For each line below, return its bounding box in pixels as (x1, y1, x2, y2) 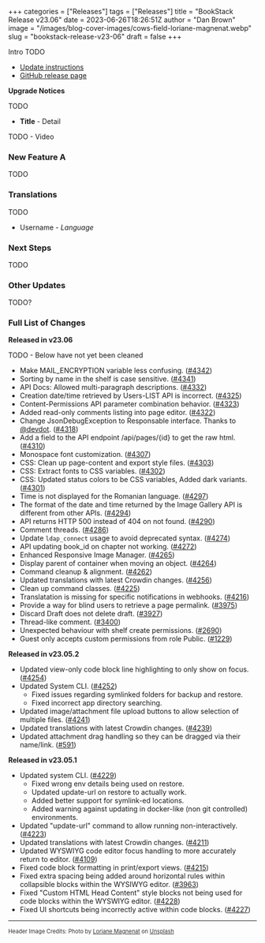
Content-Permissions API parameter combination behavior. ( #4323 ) (19, 399, 240, 409)
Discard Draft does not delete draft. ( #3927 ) (19, 609, 163, 619)
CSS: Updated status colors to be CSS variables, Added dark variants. (19, 475, 248, 485)
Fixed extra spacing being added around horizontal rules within (19, 871, 226, 881)
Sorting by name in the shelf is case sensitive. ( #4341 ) (19, 374, 196, 384)
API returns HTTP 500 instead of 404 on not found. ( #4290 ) (19, 517, 215, 526)
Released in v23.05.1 (8, 755, 77, 765)
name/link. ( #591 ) (19, 740, 77, 750)
